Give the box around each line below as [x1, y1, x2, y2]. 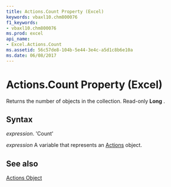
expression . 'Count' [6, 130, 54, 137]
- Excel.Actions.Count [6, 42, 62, 48]
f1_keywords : [6, 19, 38, 25]
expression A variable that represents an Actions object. [6, 142, 143, 149]
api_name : [6, 36, 31, 42]
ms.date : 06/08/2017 [6, 53, 57, 58]
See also [6, 159, 38, 169]
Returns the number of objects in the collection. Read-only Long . [6, 97, 165, 104]
